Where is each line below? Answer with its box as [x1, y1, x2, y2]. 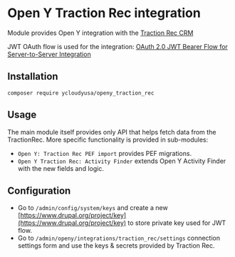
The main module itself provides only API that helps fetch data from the [7, 127, 216, 136]
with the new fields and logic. [17, 164, 105, 172]
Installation [7, 70, 58, 83]
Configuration [7, 184, 71, 196]
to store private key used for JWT [127, 219, 226, 227]
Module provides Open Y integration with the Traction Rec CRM [7, 28, 194, 37]
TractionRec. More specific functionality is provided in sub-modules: [7, 135, 209, 144]
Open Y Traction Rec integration [7, 5, 201, 21]
